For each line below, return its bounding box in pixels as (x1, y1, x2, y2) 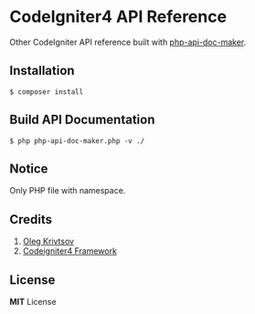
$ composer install (9, 87, 84, 97)
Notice (9, 161, 48, 176)
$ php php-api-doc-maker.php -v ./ (9, 136, 145, 145)
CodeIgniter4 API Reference (9, 6, 227, 27)
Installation (9, 63, 75, 78)
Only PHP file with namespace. (9, 185, 126, 196)
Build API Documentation (9, 112, 155, 128)
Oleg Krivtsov (22, 235, 75, 247)
